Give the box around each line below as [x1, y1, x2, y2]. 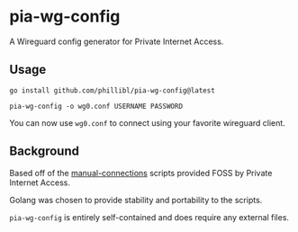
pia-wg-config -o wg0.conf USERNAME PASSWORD [9, 102, 183, 111]
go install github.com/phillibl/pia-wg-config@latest [9, 85, 216, 95]
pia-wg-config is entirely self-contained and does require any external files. [9, 211, 290, 222]
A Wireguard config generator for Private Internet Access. [9, 36, 224, 47]
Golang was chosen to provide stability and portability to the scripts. [9, 194, 263, 205]
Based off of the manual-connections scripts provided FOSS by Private [9, 167, 273, 178]
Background [9, 144, 79, 159]
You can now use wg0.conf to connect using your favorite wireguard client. [9, 117, 285, 128]
